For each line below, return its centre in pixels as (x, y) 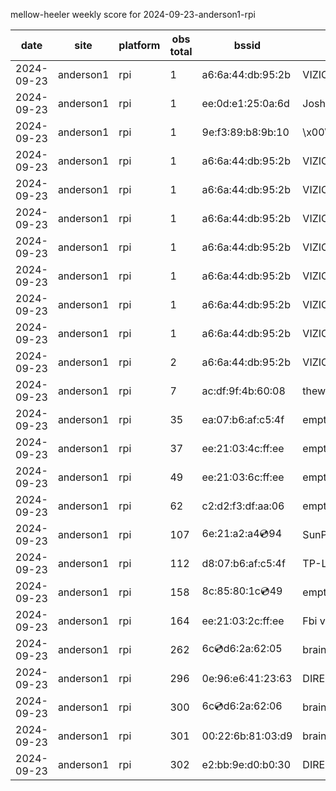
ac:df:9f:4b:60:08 (243, 391)
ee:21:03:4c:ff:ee (243, 448)
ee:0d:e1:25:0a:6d (245, 103)
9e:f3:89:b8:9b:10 (245, 132)
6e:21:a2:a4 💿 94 (242, 533)
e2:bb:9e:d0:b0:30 (246, 764)
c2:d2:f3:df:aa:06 (243, 506)
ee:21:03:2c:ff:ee (243, 621)
